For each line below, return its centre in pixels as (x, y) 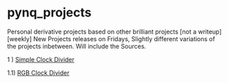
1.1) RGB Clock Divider (39, 73)
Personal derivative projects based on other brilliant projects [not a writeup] (114, 32)
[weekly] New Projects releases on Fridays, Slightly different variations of (111, 38)
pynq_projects (49, 13)
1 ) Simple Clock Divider (41, 59)
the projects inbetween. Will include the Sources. (77, 46)
